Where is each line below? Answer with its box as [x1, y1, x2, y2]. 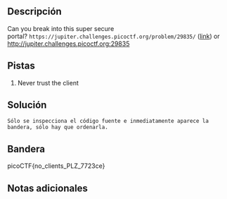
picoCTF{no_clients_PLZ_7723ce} [7, 162, 105, 170]
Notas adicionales [7, 182, 88, 194]
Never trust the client [17, 78, 79, 87]
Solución [7, 99, 47, 111]
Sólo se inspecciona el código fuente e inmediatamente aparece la [7, 118, 209, 125]
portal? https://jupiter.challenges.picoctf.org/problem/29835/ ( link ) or [7, 32, 220, 40]
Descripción [7, 6, 62, 18]
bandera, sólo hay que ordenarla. [7, 123, 109, 131]
